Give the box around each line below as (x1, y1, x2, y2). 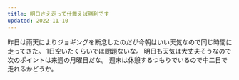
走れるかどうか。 (7, 64, 58, 73)
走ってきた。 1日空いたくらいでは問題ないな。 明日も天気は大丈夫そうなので (7, 46, 232, 55)
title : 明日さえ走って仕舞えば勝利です (7, 10, 109, 18)
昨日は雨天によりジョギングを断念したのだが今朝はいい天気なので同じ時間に (7, 37, 233, 46)
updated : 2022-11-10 (7, 17, 69, 24)
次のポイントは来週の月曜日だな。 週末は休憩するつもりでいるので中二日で (7, 55, 228, 64)
